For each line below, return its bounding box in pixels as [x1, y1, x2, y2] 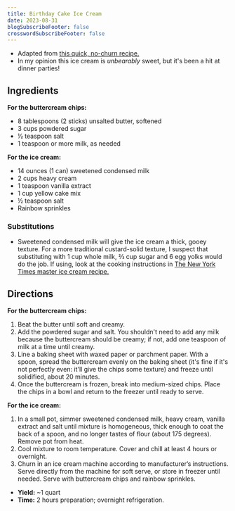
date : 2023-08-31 [7, 17, 58, 24]
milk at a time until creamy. [17, 343, 95, 351]
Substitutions [7, 221, 55, 231]
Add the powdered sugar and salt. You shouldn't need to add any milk [17, 328, 220, 336]
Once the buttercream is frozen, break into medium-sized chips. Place [17, 380, 221, 389]
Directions [7, 288, 54, 300]
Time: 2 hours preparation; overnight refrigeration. [17, 496, 165, 504]
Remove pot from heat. [17, 437, 84, 446]
